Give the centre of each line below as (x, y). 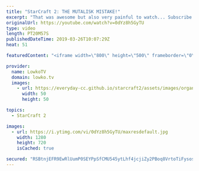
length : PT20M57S (28, 34)
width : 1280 (31, 137)
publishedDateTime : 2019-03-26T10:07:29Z (58, 39)
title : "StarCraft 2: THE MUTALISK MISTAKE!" (63, 12)
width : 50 (34, 94)
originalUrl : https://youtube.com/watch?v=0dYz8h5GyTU (75, 23)
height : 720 (31, 143)
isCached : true (36, 148)
